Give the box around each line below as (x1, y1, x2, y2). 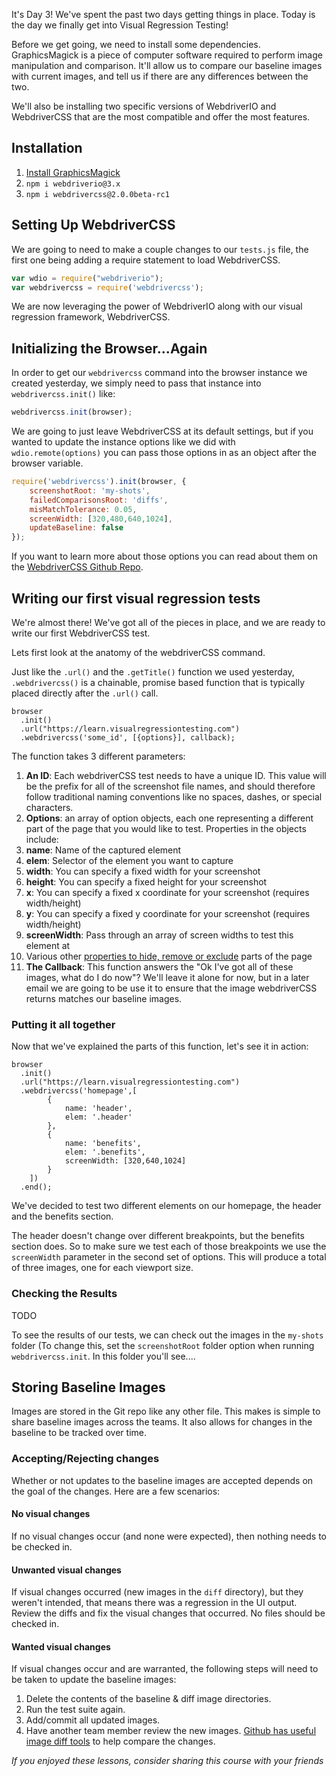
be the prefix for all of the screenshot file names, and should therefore (25, 780, 316, 792)
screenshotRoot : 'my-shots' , (29, 485, 151, 496)
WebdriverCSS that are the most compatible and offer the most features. (11, 111, 311, 123)
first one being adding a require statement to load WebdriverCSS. (11, 254, 281, 266)
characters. (25, 802, 74, 813)
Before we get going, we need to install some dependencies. (11, 39, 261, 50)
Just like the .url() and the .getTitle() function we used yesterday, (11, 666, 295, 678)
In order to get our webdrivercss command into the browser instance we (11, 367, 308, 379)
